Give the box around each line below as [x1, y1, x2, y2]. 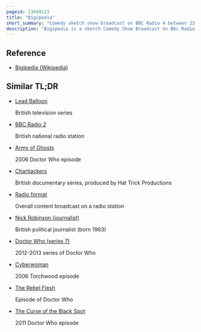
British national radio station [14, 132, 85, 139]
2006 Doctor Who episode [14, 155, 81, 163]
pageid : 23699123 [6, 8, 50, 15]
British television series [14, 109, 73, 116]
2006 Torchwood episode [14, 272, 79, 280]
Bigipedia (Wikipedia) [14, 64, 68, 71]
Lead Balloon [14, 97, 48, 104]
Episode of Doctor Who [14, 296, 73, 303]
